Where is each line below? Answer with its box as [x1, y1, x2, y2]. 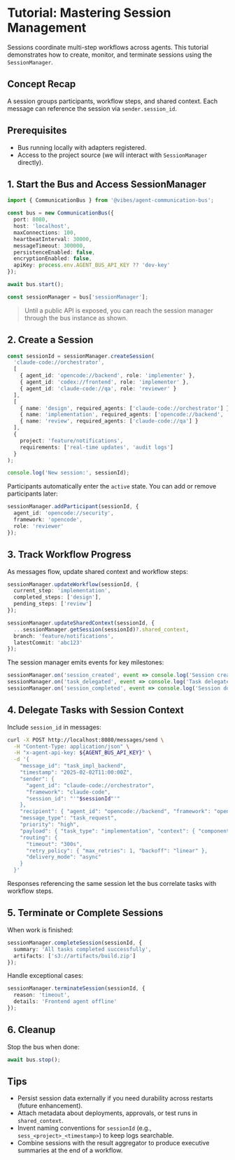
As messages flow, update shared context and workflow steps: [7, 567, 189, 575]
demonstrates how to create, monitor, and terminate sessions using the [7, 50, 213, 59]
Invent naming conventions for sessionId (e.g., [17, 1124, 152, 1133]
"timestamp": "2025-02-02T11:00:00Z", [20, 769, 133, 776]
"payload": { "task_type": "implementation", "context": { [20, 827, 196, 835]
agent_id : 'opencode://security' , [13, 510, 114, 517]
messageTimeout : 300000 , [13, 242, 86, 250]
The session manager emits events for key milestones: [7, 658, 164, 667]
